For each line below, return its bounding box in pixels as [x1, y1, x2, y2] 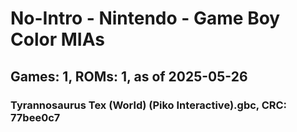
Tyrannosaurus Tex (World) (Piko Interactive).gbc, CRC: [10, 98, 288, 112]
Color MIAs [10, 28, 105, 51]
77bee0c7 [10, 110, 61, 124]
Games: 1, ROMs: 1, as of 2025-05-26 [10, 68, 248, 85]
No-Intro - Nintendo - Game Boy [10, 7, 281, 30]
